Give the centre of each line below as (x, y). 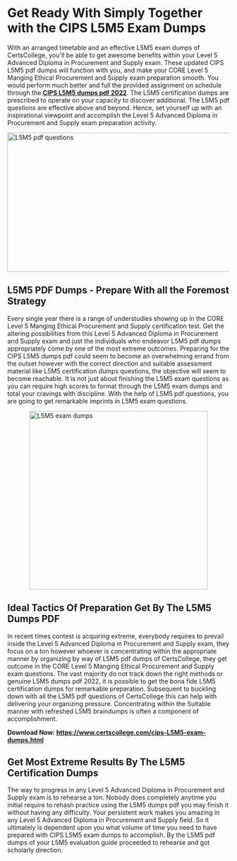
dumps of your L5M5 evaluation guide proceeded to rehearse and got (109, 843)
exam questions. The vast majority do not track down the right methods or (115, 674)
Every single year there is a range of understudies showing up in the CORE (116, 318)
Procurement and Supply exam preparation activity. (82, 122)
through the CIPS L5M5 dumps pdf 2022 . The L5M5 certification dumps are (118, 93)
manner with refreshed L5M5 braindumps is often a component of (103, 711)
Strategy (27, 301)
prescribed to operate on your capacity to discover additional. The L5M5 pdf (119, 100)
